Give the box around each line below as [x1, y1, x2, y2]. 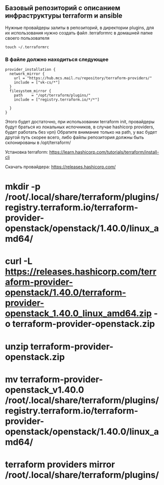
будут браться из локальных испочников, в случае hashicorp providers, [5, 124, 155, 130]
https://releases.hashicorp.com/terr [5, 266, 157, 277]
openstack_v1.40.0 [5, 384, 84, 395]
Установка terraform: [5, 149, 48, 155]
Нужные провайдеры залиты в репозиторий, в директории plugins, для [5, 25, 154, 30]
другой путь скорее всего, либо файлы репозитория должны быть [5, 135, 144, 141]
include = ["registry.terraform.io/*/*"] [14, 97, 99, 102]
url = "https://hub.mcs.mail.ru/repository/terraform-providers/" [14, 76, 152, 81]
